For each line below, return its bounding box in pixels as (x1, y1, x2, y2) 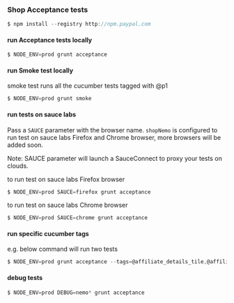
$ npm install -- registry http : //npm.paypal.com (7, 21, 151, 28)
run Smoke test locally (7, 66, 74, 75)
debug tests (7, 273, 43, 281)
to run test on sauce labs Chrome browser (7, 201, 128, 210)
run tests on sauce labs (7, 110, 77, 118)
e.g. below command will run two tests (7, 245, 118, 254)
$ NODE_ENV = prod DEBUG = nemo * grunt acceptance (7, 289, 145, 296)
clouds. (7, 162, 29, 170)
